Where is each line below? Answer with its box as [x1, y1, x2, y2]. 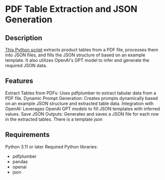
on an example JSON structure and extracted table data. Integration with [5, 100, 154, 106]
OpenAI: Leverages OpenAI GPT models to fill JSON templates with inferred [5, 105, 160, 112]
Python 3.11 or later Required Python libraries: [5, 143, 98, 149]
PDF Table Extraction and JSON [5, 3, 138, 15]
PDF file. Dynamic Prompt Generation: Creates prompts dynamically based [5, 95, 158, 101]
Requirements [5, 131, 50, 139]
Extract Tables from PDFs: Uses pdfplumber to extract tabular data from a [5, 90, 157, 96]
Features [5, 77, 33, 85]
